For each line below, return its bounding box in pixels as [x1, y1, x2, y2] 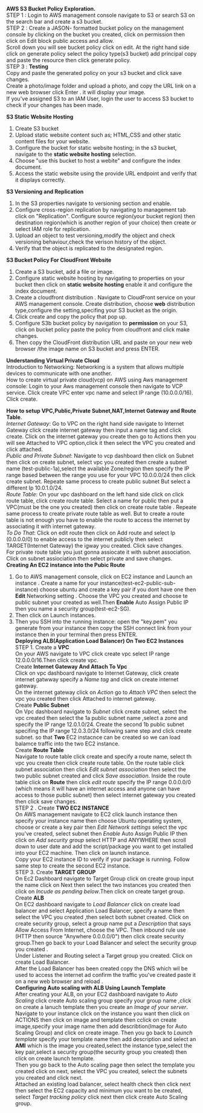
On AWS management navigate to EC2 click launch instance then [14, 811, 178, 818]
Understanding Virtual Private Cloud [6, 357, 100, 364]
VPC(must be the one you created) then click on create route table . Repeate [6, 504, 197, 510]
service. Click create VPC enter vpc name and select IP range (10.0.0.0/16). [6, 389, 193, 396]
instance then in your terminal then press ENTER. [14, 631, 138, 638]
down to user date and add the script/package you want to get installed [14, 843, 193, 850]
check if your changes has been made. [6, 102, 103, 108]
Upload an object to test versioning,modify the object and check [14, 232, 175, 239]
